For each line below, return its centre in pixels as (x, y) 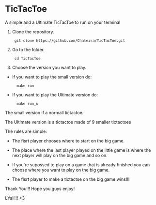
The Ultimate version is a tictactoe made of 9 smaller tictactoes (68, 122)
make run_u (28, 103)
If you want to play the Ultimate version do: (55, 95)
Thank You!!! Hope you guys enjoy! (40, 189)
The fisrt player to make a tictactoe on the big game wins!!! (71, 179)
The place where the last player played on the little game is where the (81, 150)
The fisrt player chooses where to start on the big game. (68, 141)
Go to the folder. (28, 49)
